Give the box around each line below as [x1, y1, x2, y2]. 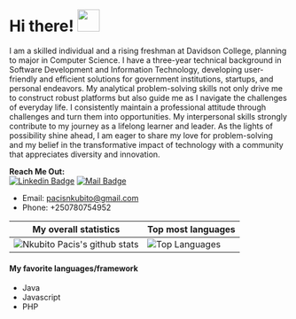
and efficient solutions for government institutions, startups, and [39, 74, 274, 84]
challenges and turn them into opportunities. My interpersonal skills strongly [9, 111, 288, 121]
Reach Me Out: [9, 166, 65, 176]
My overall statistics [32, 222, 121, 235]
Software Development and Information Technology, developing [9, 64, 243, 74]
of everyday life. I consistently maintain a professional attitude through [9, 102, 267, 113]
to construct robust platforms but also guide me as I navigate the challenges [9, 92, 288, 103]
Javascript [21, 292, 61, 303]
